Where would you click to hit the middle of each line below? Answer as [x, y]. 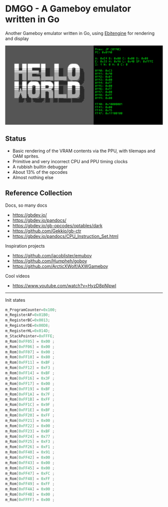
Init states [15, 300]
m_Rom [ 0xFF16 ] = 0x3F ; [30, 378]
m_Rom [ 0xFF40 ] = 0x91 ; [30, 452]
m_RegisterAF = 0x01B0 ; [28, 315]
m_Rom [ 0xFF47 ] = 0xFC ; [30, 473]
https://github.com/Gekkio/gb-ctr [47, 231]
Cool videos [17, 276]
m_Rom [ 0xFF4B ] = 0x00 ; [30, 494]
